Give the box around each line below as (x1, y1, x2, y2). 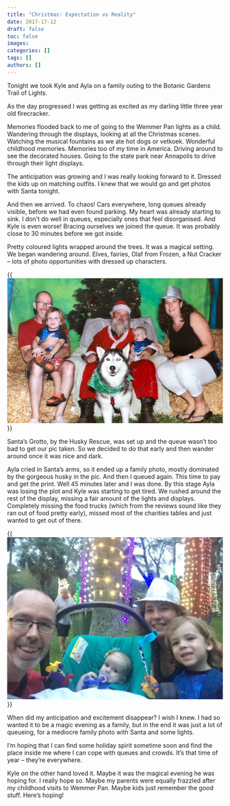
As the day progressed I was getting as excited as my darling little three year (7, 102, 223, 110)
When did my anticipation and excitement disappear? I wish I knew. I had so (7, 713, 220, 722)
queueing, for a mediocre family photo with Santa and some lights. (7, 728, 195, 737)
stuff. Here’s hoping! (7, 791, 64, 799)
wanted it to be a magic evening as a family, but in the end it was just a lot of (7, 721, 222, 729)
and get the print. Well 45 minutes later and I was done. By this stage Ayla (7, 480, 215, 488)
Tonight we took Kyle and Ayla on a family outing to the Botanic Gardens (7, 81, 211, 89)
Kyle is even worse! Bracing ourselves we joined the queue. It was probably (7, 222, 220, 230)
